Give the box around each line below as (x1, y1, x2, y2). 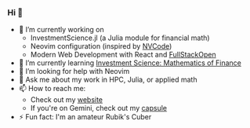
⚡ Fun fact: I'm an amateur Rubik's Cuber (18, 112, 152, 122)
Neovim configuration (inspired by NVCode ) (30, 42, 172, 51)
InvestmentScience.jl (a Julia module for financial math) (30, 33, 210, 42)
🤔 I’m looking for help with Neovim (18, 67, 130, 76)
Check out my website (30, 95, 103, 104)
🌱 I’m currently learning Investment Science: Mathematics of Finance (18, 58, 242, 68)
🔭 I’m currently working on (18, 25, 104, 35)
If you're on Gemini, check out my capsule (30, 104, 168, 113)
